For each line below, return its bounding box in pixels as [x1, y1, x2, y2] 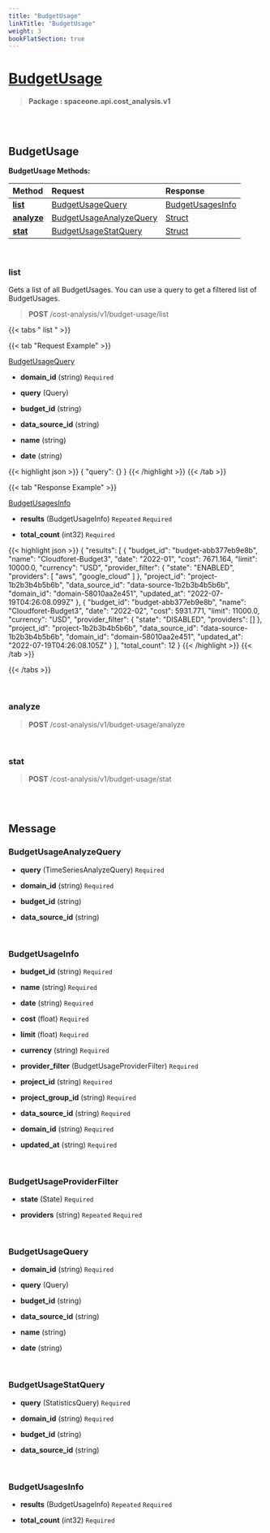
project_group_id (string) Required [19, 1092, 136, 1102]
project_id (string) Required [19, 1076, 113, 1086]
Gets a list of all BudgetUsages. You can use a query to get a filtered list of [8, 285, 257, 295]
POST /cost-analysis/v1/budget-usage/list [28, 310, 169, 319]
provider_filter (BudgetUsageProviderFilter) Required [19, 1061, 199, 1070]
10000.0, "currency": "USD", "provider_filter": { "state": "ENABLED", [8, 562, 235, 573]
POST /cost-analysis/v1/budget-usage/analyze [28, 719, 185, 729]
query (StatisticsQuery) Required [19, 1397, 131, 1407]
